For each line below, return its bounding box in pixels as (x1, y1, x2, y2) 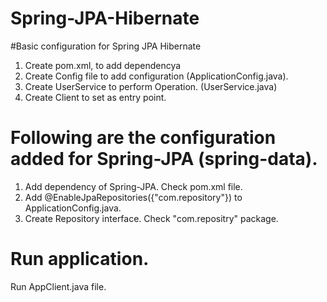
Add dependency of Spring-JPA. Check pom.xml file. (24, 180, 243, 192)
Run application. (10, 248, 150, 271)
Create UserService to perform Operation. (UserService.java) (24, 80, 278, 92)
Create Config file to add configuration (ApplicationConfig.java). (24, 70, 289, 82)
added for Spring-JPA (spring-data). (10, 148, 318, 171)
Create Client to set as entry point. (24, 91, 167, 103)
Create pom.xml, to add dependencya (24, 59, 182, 71)
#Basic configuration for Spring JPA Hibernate (10, 40, 202, 52)
